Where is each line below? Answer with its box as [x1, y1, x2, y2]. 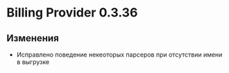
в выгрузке [16, 58, 50, 66]
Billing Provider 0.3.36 [6, 5, 138, 21]
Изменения [6, 32, 60, 44]
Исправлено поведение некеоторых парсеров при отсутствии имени [16, 50, 223, 59]
